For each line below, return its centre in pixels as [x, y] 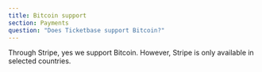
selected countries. [40, 61]
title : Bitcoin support [48, 15]
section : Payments [39, 23]
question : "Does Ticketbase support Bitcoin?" [87, 30]
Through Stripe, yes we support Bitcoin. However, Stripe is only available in [131, 53]
